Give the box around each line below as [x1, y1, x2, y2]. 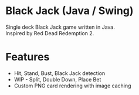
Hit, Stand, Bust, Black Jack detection [13, 69, 106, 77]
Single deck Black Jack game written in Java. [5, 23, 115, 30]
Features [5, 50, 50, 64]
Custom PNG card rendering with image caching [13, 82, 131, 89]
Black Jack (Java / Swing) [5, 4, 134, 18]
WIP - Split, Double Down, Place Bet [13, 76, 101, 83]
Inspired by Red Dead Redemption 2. [5, 29, 94, 36]
